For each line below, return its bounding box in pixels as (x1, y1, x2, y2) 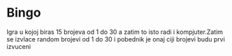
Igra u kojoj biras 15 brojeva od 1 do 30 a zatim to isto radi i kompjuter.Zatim (6, 28, 224, 36)
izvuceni (6, 42, 31, 50)
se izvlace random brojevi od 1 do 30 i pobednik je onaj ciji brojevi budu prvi (6, 35, 225, 43)
